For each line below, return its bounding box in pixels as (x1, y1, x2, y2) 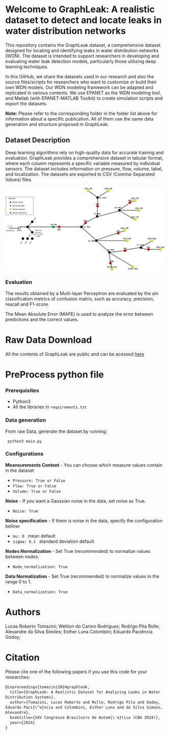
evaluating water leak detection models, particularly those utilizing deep (5, 58, 156, 64)
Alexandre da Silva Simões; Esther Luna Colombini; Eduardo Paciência (5, 628, 153, 634)
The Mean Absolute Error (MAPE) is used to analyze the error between (5, 311, 154, 317)
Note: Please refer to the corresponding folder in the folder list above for (5, 110, 158, 116)
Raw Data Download (5, 334, 92, 346)
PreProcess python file (5, 369, 104, 380)
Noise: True (12, 509, 38, 514)
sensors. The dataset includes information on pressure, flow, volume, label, (5, 165, 163, 171)
